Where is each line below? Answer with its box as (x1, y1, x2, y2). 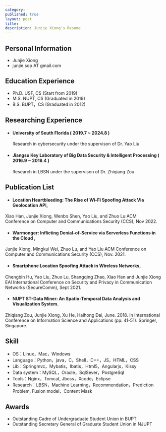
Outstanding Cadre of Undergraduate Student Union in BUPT (12, 416, 137, 422)
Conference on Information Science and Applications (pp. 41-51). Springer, (5, 317, 158, 323)
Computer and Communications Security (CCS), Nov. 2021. (5, 251, 126, 257)
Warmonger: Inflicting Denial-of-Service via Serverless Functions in (12, 229, 156, 236)
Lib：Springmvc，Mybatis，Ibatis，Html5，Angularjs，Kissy (12, 363, 137, 369)
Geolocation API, (12, 202, 48, 208)
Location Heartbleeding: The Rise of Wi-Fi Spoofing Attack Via (12, 197, 144, 203)
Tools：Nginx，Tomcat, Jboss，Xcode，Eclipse (12, 375, 111, 381)
